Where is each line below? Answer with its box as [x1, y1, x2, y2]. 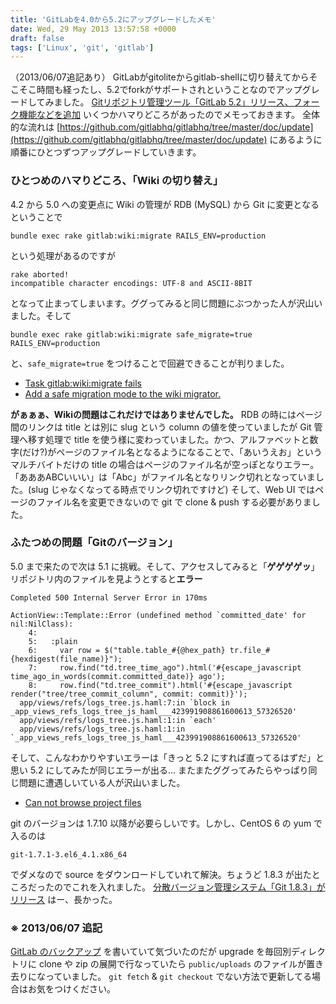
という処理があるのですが [10, 249, 116, 261]
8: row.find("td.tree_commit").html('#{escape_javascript [28, 680, 293, 690]
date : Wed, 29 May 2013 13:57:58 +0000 [10, 24, 177, 34]
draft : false [10, 33, 65, 43]
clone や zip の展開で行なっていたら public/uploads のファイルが [38, 958, 307, 970]
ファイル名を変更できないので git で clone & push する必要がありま [36, 496, 312, 508]
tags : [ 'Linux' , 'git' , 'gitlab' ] [10, 42, 155, 53]
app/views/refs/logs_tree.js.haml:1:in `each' [19, 715, 217, 725]
